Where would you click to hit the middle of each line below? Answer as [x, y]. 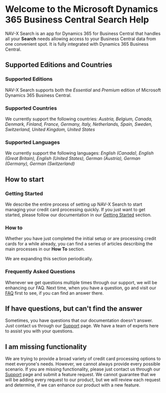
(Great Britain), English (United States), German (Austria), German [73, 158]
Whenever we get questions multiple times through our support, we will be [81, 282]
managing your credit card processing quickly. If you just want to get [75, 209]
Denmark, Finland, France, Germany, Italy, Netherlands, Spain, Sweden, [79, 124]
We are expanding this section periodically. [49, 259]
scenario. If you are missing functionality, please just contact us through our [83, 369]
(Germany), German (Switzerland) [40, 164]
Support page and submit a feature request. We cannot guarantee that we [81, 375]
